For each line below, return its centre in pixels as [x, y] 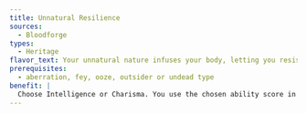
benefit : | [30, 86]
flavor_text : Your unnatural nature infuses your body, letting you [143, 60]
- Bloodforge [42, 35]
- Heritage [38, 52]
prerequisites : [38, 69]
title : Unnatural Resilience [65, 18]
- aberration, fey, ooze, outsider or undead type [116, 77]
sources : [26, 26]
